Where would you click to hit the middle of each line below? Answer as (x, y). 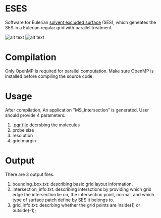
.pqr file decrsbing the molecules (46, 125)
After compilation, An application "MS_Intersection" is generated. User (77, 110)
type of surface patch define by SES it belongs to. (63, 200)
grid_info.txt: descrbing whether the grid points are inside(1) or (76, 205)
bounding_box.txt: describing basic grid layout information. (73, 184)
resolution (23, 135)
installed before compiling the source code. (50, 76)
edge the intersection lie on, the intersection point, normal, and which (83, 194)
